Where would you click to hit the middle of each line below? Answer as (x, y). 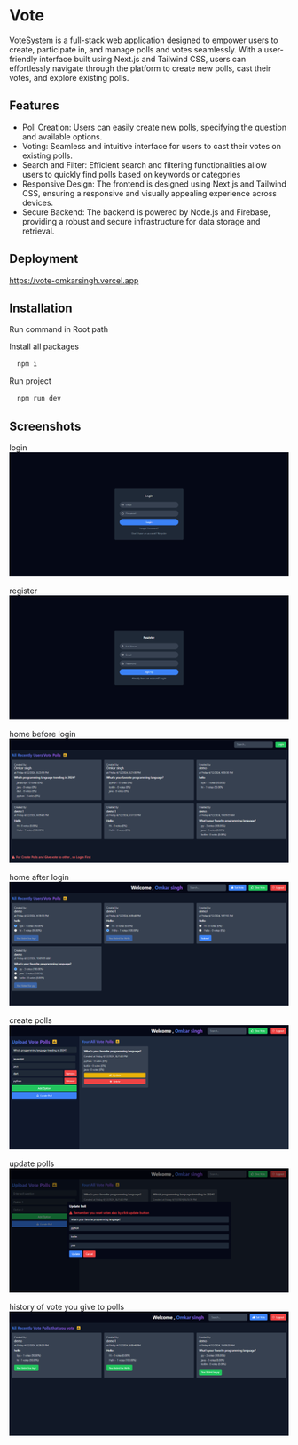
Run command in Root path (59, 329)
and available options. (62, 136)
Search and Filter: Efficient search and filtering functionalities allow (145, 164)
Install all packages (44, 346)
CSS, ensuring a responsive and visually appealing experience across (149, 193)
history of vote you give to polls (67, 1306)
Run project (30, 381)
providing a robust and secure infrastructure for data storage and (141, 221)
